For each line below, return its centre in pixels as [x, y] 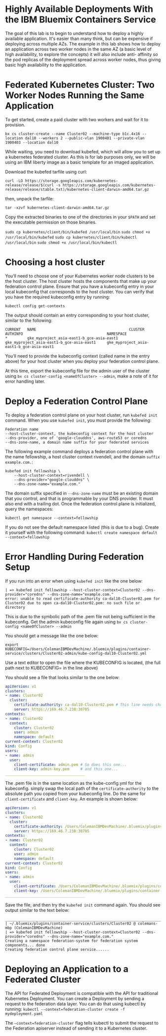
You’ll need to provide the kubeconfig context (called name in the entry [77, 356]
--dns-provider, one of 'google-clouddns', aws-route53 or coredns [76, 438]
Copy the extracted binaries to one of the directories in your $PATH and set [80, 217]
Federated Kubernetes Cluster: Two [80, 85]
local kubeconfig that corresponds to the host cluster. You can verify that [80, 292]
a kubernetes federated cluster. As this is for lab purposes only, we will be [80, 157]
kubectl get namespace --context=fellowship [52, 518]
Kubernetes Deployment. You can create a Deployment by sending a [75, 998]
